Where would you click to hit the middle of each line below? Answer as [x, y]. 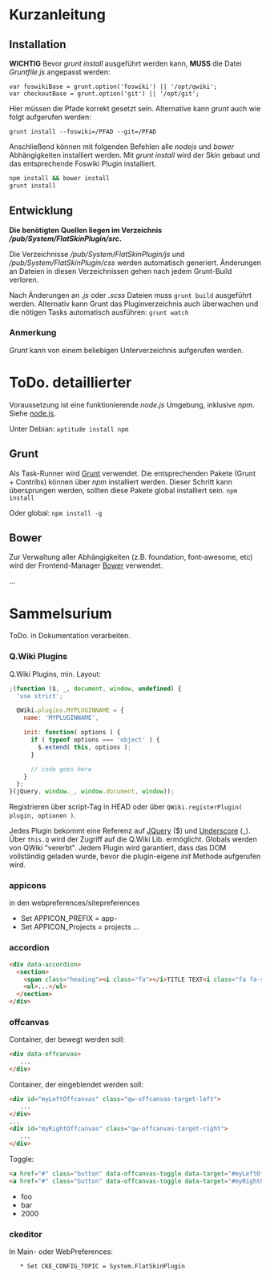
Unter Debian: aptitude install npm [69, 428]
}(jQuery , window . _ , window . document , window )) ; [92, 792]
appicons [28, 886]
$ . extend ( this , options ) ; [85, 747]
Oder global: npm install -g [56, 512]
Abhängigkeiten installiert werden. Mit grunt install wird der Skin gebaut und [135, 155]
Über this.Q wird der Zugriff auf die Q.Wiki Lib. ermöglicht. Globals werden [133, 839]
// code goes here [61, 769]
